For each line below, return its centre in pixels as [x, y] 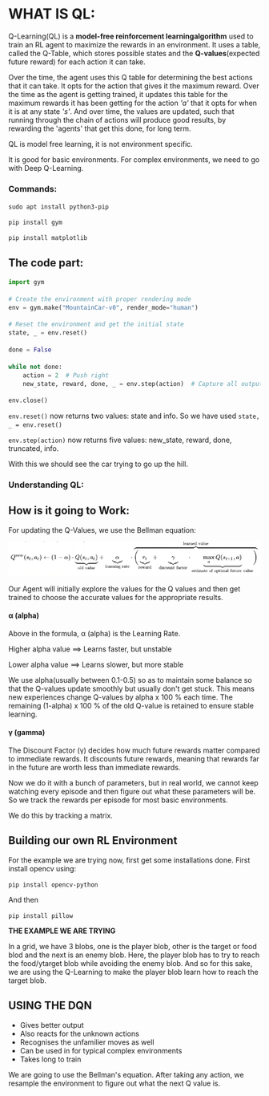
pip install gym [35, 223]
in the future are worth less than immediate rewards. [94, 767]
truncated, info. [34, 449]
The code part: [46, 263]
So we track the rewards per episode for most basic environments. [118, 800]
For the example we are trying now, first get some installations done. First [129, 860]
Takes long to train [50, 1059]
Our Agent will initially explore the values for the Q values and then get [124, 589]
